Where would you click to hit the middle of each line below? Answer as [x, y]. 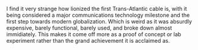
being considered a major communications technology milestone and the [98, 15]
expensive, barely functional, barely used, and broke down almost [89, 28]
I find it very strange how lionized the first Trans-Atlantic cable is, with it [97, 9]
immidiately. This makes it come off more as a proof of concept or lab [94, 34]
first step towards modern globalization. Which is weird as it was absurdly [99, 21]
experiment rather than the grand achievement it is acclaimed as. [88, 41]
